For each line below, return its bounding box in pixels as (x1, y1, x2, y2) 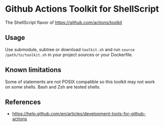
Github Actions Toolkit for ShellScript (5, 3, 159, 15)
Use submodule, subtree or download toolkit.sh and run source (5, 46, 135, 52)
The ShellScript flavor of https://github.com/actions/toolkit (5, 19, 123, 25)
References (5, 98, 41, 106)
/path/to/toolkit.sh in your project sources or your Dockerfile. (5, 52, 133, 57)
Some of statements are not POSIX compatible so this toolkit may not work (5, 79, 155, 85)
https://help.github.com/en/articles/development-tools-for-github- (12, 111, 146, 117)
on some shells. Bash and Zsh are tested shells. (5, 84, 101, 90)
